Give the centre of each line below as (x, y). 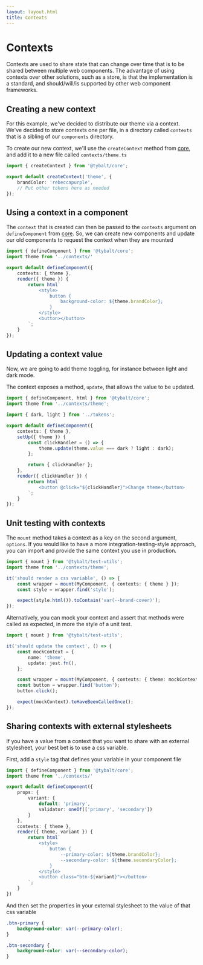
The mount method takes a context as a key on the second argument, (92, 538)
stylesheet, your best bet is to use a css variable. (67, 747)
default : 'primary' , (64, 804)
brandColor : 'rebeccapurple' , (55, 182)
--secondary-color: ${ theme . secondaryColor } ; (118, 860)
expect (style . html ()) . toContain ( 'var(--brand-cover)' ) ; (89, 601)
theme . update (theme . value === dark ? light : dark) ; (106, 448)
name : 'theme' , (47, 657)
